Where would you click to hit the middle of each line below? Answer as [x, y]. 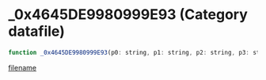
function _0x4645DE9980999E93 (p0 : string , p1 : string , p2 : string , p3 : [129, 52]
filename [23, 67]
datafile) [36, 31]
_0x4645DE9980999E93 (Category [128, 15]
